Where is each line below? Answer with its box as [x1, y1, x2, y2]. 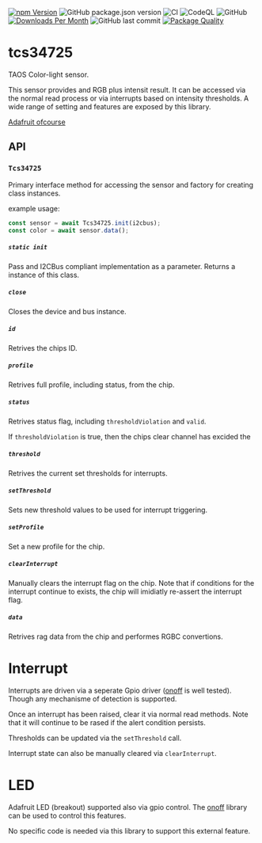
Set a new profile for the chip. [8, 542, 105, 552]
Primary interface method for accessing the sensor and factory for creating [8, 180, 254, 189]
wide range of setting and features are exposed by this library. [8, 101, 211, 111]
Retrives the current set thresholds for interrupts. [8, 469, 168, 478]
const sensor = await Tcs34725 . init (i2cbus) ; [8, 218, 161, 227]
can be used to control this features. [8, 811, 127, 820]
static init [8, 243, 47, 251]
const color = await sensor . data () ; [8, 226, 129, 234]
